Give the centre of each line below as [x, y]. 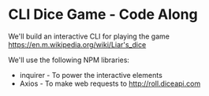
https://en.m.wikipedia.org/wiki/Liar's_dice [77, 44]
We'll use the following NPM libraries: [69, 60]
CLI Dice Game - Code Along [103, 15]
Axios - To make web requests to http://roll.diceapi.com [110, 83]
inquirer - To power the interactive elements [91, 75]
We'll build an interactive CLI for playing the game [89, 36]
